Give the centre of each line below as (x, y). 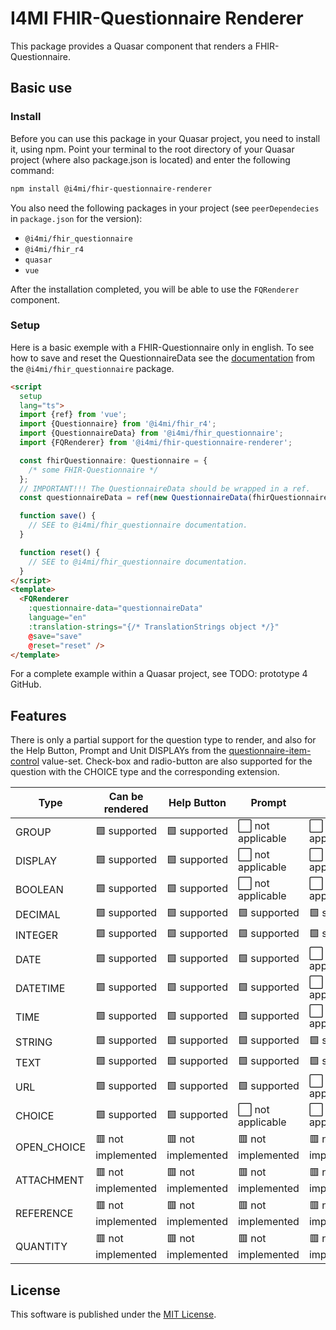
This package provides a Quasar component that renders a (131, 46)
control (25, 761)
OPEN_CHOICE (51, 1147)
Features (38, 715)
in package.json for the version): (76, 218)
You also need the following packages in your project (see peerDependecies (165, 208)
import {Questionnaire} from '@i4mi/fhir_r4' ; (118, 424)
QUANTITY (41, 1246)
